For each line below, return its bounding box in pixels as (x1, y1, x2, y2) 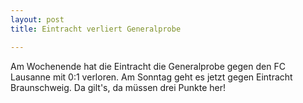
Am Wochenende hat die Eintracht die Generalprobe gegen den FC (10, 60, 286, 72)
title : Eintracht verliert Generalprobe (10, 24, 182, 34)
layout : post (10, 14, 65, 25)
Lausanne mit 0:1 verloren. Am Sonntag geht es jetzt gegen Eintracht (10, 71, 293, 83)
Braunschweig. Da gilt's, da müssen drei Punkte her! (10, 81, 227, 93)
